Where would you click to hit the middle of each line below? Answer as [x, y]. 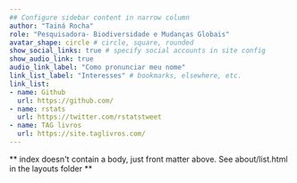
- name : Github [38, 92]
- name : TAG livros [46, 126]
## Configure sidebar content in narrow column [100, 17]
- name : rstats [38, 109]
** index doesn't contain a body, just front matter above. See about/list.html [148, 159]
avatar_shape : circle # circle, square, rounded [102, 42]
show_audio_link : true [51, 59]
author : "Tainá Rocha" [51, 26]
